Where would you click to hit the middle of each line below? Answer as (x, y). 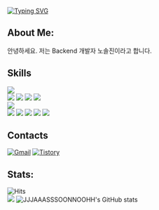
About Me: (31, 33)
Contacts (28, 136)
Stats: (21, 175)
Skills (19, 73)
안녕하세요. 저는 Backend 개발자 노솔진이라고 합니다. (79, 51)
